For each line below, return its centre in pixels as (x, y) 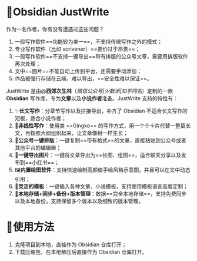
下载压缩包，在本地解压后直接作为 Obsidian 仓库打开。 (81, 252)
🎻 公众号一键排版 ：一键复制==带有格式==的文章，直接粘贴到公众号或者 (101, 140)
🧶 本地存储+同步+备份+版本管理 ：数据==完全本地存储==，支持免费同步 (101, 193)
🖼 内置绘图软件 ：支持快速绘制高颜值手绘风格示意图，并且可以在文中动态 (103, 170)
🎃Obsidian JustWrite (58, 12)
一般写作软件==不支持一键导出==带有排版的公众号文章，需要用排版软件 (101, 56)
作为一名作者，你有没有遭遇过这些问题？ (55, 29)
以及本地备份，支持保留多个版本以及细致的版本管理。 (79, 201)
